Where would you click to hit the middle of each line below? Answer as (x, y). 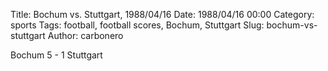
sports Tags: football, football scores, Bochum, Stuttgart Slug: (137, 25)
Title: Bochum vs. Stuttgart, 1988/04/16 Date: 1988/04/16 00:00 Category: (162, 14)
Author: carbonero (85, 35)
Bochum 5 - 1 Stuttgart (56, 55)
